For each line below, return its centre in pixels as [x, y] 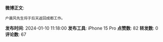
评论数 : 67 [16, 34]
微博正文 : [15, 8]
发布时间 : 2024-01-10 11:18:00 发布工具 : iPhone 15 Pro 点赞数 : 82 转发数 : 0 [82, 28]
